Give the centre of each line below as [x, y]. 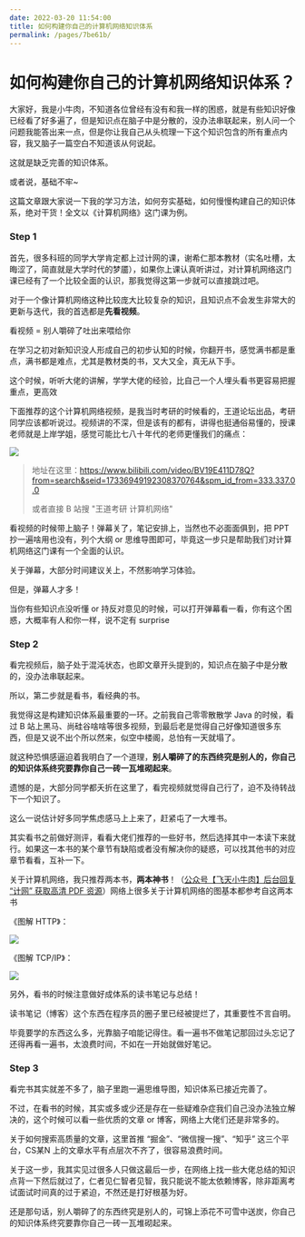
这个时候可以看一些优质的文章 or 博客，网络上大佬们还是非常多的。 [158, 1120]
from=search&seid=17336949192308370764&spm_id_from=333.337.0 [163, 480]
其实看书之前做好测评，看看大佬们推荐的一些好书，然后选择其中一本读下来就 [152, 837]
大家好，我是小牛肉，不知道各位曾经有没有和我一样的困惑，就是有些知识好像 [152, 109]
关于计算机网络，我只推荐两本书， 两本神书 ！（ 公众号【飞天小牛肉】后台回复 [152, 879]
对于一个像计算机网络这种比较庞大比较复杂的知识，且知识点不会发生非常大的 [152, 300]
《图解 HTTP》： [39, 921]
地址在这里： [55, 470]
